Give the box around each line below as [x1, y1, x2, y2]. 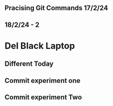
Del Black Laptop [4, 40, 75, 51]
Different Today [4, 60, 54, 68]
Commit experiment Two [4, 93, 82, 102]
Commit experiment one [4, 76, 81, 85]
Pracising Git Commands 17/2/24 [4, 4, 108, 12]
